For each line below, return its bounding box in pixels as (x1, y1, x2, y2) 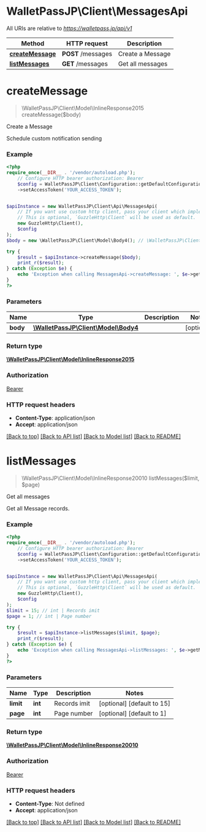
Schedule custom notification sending (6, 134, 102, 142)
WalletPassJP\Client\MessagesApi (6, 4, 188, 18)
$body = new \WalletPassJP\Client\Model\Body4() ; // (6, 237, 144, 244)
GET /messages (62, 60, 109, 68)
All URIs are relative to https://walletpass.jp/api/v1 (6, 25, 132, 32)
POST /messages (62, 49, 112, 58)
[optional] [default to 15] (99, 699, 170, 708)
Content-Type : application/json (15, 414, 95, 422)
